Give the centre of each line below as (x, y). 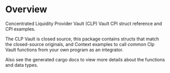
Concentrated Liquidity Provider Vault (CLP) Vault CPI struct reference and (84, 23)
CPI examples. (20, 29)
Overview (26, 9)
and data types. (22, 65)
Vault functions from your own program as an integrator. (64, 50)
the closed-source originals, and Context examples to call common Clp (80, 44)
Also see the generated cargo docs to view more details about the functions (85, 59)
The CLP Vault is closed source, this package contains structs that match (82, 39)
